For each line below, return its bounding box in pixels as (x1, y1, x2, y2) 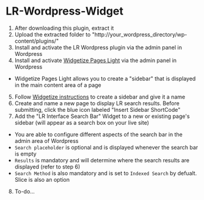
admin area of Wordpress (14, 137, 79, 144)
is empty (14, 150, 37, 157)
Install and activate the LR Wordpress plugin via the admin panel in (14, 44, 183, 51)
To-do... (14, 187, 35, 195)
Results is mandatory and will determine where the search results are (14, 156, 190, 164)
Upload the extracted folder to (14, 30, 91, 38)
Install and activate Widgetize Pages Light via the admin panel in (14, 57, 177, 64)
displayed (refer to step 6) (14, 163, 81, 170)
